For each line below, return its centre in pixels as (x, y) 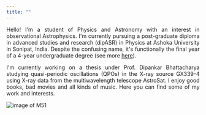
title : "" (19, 12)
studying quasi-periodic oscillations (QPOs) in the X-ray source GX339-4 (103, 73)
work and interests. (31, 93)
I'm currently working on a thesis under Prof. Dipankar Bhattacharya (103, 67)
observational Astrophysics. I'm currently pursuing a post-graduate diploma (103, 36)
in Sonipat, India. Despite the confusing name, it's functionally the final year (103, 49)
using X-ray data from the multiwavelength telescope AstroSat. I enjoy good (103, 80)
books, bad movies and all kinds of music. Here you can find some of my (103, 87)
